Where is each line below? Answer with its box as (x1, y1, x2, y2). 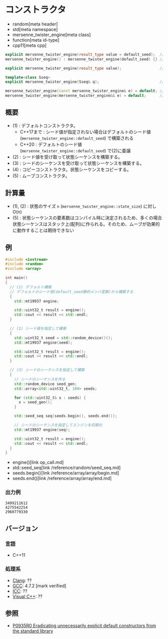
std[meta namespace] (12, 26, 58, 32)
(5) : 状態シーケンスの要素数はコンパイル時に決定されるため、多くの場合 (12, 215, 162, 221)
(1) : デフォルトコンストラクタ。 (12, 122, 78, 128)
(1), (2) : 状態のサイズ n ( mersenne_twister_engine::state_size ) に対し (12, 203, 156, 209)
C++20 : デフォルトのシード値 (19, 141, 82, 147)
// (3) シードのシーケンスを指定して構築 (9, 368, 85, 373)
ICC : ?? (12, 588, 27, 594)
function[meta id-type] (12, 37, 59, 43)
